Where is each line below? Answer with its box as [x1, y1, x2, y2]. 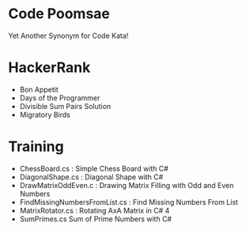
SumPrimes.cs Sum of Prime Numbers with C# [19, 214, 172, 224]
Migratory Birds [19, 110, 71, 119]
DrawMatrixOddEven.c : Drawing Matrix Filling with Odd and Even [19, 180, 234, 190]
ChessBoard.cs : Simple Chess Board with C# [19, 164, 168, 173]
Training [8, 138, 65, 156]
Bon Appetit [19, 85, 59, 94]
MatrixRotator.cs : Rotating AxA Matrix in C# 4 [19, 205, 170, 215]
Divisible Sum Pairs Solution [19, 101, 112, 111]
